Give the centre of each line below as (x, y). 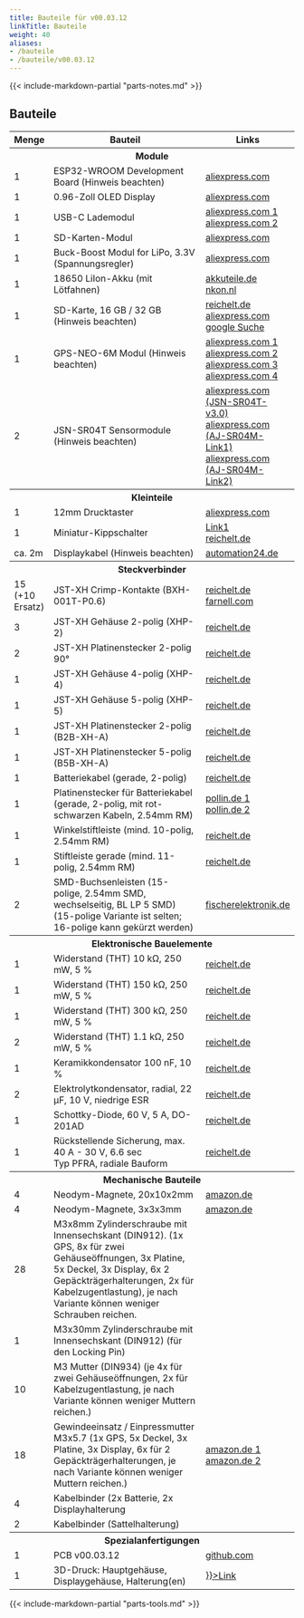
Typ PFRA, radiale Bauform (111, 1163)
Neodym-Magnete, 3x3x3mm (118, 1209)
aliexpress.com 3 (242, 364)
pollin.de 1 (228, 798)
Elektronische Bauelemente (152, 943)
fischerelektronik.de (247, 904)
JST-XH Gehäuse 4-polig (109, 673)
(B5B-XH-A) (81, 763)
